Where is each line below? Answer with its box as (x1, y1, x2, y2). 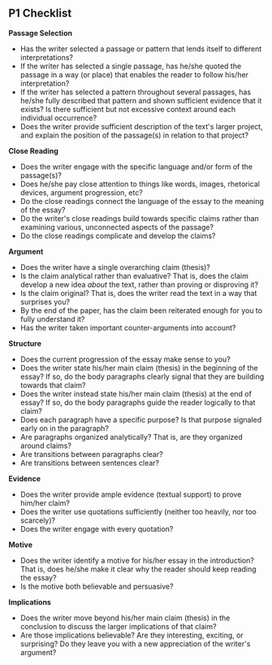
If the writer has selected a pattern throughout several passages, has (19, 87, 252, 97)
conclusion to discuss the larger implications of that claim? (19, 621, 217, 631)
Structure (8, 338, 42, 348)
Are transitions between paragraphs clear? (19, 449, 164, 459)
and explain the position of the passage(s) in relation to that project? (19, 130, 249, 140)
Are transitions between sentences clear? (19, 458, 160, 467)
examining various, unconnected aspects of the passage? (19, 222, 214, 232)
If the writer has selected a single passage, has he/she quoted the (19, 61, 242, 71)
